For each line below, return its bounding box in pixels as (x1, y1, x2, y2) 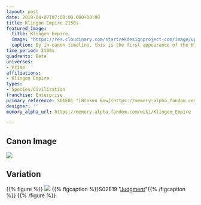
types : (6, 81, 23, 87)
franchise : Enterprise (6, 92, 63, 98)
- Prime (6, 64, 26, 71)
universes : (6, 59, 33, 65)
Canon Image (6, 136, 57, 146)
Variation (6, 169, 41, 179)
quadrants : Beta (6, 53, 47, 59)
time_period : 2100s (6, 48, 55, 54)
